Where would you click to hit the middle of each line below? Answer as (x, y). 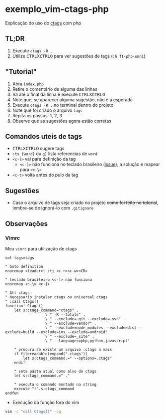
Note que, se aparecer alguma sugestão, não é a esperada (72, 100)
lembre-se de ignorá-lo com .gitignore (53, 208)
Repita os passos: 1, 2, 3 (37, 115)
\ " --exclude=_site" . (70, 336)
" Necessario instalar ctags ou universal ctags (56, 297)
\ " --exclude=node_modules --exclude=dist (91, 328)
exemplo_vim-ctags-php (57, 9)
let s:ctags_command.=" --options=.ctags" (68, 358)
